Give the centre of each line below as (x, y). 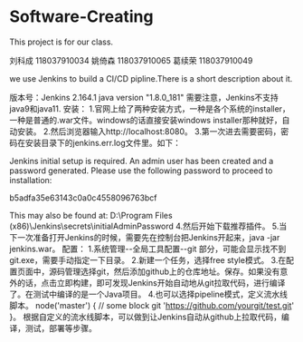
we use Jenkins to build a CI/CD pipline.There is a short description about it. (151, 78)
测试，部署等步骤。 (61, 327)
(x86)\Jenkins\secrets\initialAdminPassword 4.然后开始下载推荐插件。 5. (144, 226)
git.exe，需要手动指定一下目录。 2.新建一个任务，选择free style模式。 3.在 (148, 259)
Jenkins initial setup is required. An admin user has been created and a (142, 161)
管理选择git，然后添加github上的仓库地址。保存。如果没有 (172, 271)
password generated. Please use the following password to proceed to (141, 171)
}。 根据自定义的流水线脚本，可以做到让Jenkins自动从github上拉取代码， (146, 317)
